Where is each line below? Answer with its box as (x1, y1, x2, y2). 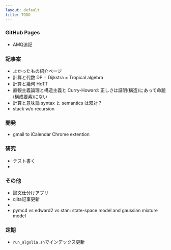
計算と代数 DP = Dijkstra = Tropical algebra (12, 75, 103, 81)
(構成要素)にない (12, 94, 48, 100)
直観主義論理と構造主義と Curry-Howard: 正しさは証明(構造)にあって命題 (12, 87, 166, 94)
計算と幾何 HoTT (12, 81, 48, 87)
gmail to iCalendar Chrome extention (12, 131, 90, 138)
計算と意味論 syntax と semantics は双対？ (12, 100, 103, 106)
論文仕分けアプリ (12, 190, 49, 196)
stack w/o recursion (12, 106, 55, 112)
